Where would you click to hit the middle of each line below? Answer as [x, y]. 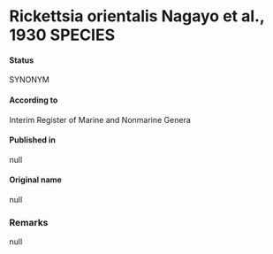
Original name [35, 180]
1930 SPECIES [62, 35]
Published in [32, 140]
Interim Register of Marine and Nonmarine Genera [100, 119]
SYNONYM [30, 80]
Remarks [29, 222]
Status [22, 60]
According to [34, 100]
